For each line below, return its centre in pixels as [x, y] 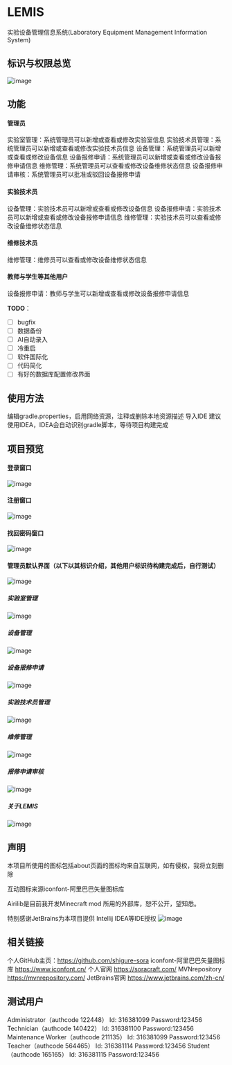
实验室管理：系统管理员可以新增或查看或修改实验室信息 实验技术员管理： [111, 140]
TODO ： [19, 308]
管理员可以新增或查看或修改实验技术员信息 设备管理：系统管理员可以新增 [117, 148]
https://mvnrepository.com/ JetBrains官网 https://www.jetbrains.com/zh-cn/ [116, 978]
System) [19, 40]
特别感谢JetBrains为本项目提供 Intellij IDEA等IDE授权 [82, 918]
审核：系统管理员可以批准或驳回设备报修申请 [77, 175]
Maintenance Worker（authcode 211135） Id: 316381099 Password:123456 [114, 1037]
